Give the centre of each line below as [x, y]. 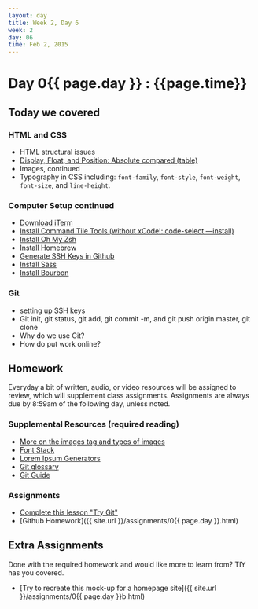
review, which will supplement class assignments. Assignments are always [129, 396]
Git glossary [39, 466]
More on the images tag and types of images [92, 442]
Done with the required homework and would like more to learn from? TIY [127, 564]
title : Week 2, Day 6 [44, 23]
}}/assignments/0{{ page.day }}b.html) [82, 596]
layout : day [28, 15]
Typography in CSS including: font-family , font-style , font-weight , [130, 177]
